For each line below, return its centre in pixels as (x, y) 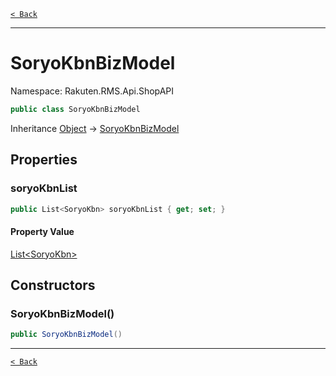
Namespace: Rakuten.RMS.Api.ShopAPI (92, 91)
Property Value (42, 231)
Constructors (53, 285)
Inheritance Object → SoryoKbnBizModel (95, 128)
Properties (44, 160)
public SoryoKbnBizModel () (66, 335)
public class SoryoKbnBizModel (75, 109)
